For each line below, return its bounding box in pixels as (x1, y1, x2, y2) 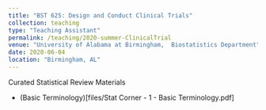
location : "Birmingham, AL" (8, 56, 101, 64)
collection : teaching (8, 19, 80, 27)
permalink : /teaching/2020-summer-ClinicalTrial (8, 33, 172, 42)
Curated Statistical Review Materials (8, 77, 126, 87)
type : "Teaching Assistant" (8, 26, 101, 34)
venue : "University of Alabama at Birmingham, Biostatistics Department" (8, 41, 260, 49)
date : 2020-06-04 (8, 48, 66, 56)
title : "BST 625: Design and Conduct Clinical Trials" (8, 11, 193, 20)
